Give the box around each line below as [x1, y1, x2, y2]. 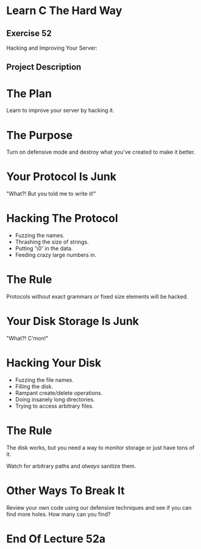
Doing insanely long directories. [15, 395, 96, 403]
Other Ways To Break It [6, 484, 125, 498]
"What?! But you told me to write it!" [6, 190, 96, 198]
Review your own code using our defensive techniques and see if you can [6, 504, 192, 511]
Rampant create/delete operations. [15, 389, 103, 397]
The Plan [6, 86, 52, 100]
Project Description [6, 62, 82, 72]
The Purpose [6, 128, 73, 142]
